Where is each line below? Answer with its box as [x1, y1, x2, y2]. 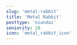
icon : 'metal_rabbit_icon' [6, 30, 72, 36]
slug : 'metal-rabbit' [6, 8, 59, 15]
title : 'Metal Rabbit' [6, 14, 62, 20]
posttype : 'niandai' [6, 19, 57, 25]
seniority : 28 [6, 25, 41, 31]
